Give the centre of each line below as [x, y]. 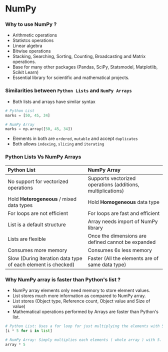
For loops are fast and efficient [124, 213]
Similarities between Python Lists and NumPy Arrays [69, 90]
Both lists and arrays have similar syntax [54, 101]
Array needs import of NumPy [123, 221]
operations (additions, [113, 184]
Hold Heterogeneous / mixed [42, 199]
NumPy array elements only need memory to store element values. [81, 290]
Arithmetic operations [35, 35]
